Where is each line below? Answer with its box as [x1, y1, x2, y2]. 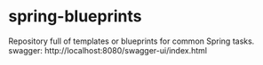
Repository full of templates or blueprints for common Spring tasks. [8, 36, 255, 46]
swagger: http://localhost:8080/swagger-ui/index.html [8, 45, 208, 55]
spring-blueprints [8, 6, 142, 27]
